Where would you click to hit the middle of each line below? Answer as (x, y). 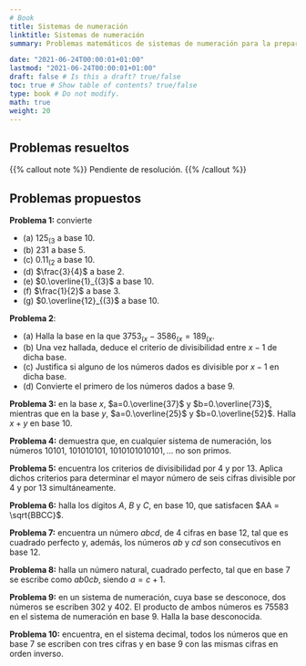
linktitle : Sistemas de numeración (77, 35)
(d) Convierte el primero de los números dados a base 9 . (128, 386)
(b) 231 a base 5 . (54, 250)
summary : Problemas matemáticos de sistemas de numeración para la (140, 43)
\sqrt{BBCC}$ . (36, 515)
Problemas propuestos (75, 198)
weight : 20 (30, 110)
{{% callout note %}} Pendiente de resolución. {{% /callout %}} (128, 170)
